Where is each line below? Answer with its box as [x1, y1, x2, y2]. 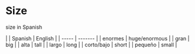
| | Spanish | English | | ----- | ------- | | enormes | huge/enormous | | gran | [5, 35, 190, 42]
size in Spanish [5, 23, 43, 31]
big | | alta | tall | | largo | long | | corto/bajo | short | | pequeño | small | [5, 41, 177, 48]
